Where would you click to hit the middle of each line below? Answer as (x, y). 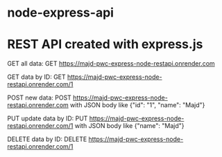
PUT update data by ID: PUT (48, 118)
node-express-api (61, 13)
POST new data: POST (39, 98)
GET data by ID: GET (36, 77)
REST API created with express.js (105, 45)
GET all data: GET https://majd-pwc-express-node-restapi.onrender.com (111, 64)
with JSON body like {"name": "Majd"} (130, 126)
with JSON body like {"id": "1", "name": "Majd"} (138, 105)
